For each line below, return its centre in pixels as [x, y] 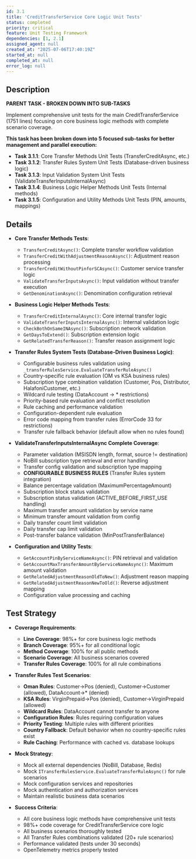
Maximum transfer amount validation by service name [88, 510]
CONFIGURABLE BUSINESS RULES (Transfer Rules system [94, 473]
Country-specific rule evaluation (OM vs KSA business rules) [97, 376]
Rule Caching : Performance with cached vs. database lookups [99, 742]
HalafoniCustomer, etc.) [52, 388]
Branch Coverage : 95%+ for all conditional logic [82, 645]
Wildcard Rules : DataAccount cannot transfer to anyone [91, 711]
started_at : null [27, 55]
